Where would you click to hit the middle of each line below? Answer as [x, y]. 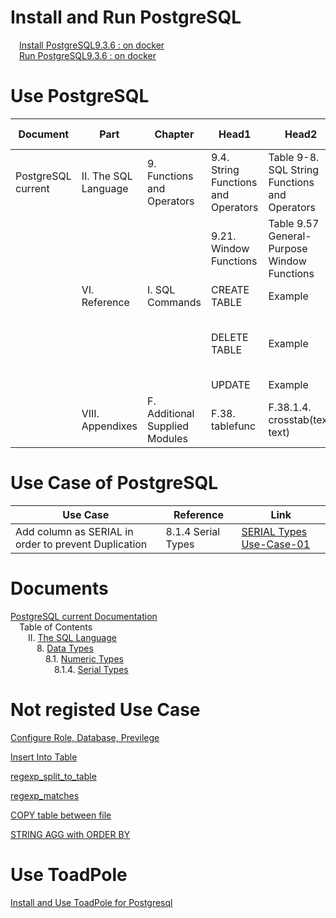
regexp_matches [45, 795]
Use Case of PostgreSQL [114, 483]
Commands [174, 302]
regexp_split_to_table [53, 776]
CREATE [230, 289]
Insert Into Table [44, 757]
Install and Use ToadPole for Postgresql [91, 902]
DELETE [229, 337]
